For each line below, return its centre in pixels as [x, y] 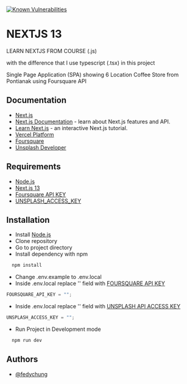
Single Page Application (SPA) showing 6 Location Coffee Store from [93, 74]
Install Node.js [33, 234]
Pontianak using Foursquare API [47, 81]
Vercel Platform [34, 134]
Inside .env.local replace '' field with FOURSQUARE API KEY [90, 283]
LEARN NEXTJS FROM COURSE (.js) [52, 51]
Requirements [34, 167]
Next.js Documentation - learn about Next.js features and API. [93, 121]
